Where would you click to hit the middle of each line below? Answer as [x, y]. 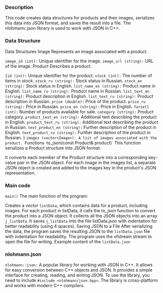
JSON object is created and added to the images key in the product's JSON [81, 167]
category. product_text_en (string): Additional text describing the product [81, 117]
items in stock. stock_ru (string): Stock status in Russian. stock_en [73, 81]
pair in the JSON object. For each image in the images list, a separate [86, 163]
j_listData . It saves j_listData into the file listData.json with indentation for [81, 221]
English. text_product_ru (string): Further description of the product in [78, 132]
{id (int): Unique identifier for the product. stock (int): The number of [79, 75]
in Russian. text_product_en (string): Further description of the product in [81, 127]
